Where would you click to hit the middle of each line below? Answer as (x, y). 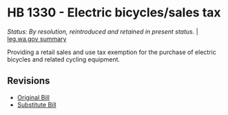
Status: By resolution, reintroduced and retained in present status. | (103, 31)
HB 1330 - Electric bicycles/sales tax (114, 13)
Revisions (29, 81)
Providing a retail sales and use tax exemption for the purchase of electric (112, 52)
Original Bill (33, 97)
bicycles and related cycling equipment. (64, 59)
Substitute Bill (37, 105)
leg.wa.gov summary (37, 38)
